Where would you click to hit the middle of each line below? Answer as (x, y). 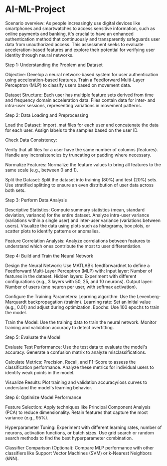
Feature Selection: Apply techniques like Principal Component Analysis (78, 407)
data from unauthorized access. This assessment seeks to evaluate (74, 44)
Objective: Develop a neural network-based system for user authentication (82, 74)
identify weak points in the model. (40, 372)
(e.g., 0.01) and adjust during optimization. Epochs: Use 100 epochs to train (82, 307)
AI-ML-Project (35, 9)
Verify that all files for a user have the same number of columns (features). (82, 149)
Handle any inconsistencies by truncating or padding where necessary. (78, 155)
